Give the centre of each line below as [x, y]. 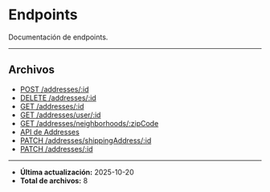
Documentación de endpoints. [58, 37]
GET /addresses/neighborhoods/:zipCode [89, 123]
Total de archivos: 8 [54, 180]
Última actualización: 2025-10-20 [77, 172]
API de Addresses [50, 132]
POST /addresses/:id [54, 89]
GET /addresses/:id [52, 106]
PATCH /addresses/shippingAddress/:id [86, 140]
